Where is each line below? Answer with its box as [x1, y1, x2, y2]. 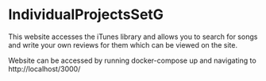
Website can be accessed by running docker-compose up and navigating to [8, 56, 256, 65]
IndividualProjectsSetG [8, 6, 164, 24]
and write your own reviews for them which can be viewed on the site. [8, 40, 238, 49]
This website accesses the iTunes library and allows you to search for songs [8, 32, 258, 41]
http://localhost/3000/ [8, 64, 81, 73]
